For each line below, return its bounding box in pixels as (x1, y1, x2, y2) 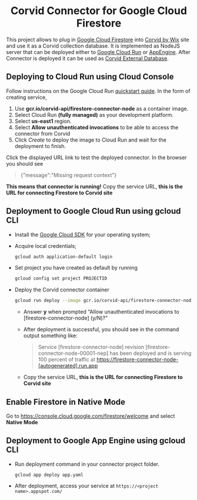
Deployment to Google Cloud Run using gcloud (6, 206, 181, 216)
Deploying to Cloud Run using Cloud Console (6, 72, 174, 82)
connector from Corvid (14, 130, 71, 137)
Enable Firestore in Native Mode (6, 397, 125, 407)
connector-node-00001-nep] (38, 350, 109, 357)
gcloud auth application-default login (14, 254, 113, 260)
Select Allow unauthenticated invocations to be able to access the (14, 123, 179, 130)
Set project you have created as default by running (14, 264, 138, 271)
